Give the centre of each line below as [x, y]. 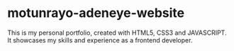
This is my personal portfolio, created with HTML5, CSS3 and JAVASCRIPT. [117, 33]
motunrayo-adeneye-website [96, 13]
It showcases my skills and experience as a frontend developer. [100, 40]
